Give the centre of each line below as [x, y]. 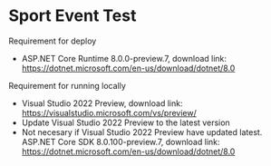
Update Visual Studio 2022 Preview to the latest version [126, 122]
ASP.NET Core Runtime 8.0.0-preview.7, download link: [124, 58]
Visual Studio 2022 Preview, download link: [102, 103]
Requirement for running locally [67, 85]
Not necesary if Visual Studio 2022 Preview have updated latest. [142, 132]
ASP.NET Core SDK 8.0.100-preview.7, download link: [121, 142]
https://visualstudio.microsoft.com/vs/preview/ [109, 112]
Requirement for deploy [53, 41]
